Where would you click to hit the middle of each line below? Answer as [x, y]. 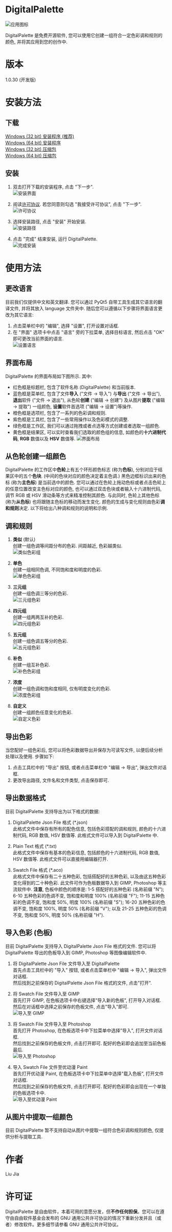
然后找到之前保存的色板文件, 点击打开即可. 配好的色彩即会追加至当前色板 [89, 1043]
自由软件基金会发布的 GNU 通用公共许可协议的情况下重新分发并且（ [85, 1218]
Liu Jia [12, 1174]
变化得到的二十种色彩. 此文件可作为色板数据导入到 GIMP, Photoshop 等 [87, 883]
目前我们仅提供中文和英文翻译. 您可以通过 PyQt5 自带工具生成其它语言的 [82, 302]
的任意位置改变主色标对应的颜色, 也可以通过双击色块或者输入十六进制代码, [84, 489]
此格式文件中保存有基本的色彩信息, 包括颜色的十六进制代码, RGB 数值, [86, 852]
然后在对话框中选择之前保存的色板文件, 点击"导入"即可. [71, 1007]
